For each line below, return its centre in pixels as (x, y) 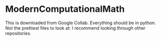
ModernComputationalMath (65, 9)
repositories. (18, 33)
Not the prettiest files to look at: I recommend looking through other (75, 28)
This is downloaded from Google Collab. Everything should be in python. (81, 23)
